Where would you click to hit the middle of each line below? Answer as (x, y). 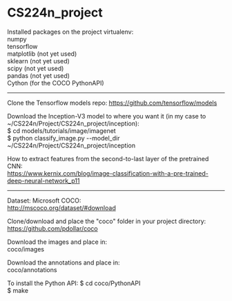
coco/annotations (32, 269)
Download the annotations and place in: (64, 262)
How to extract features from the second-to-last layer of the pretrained (108, 158)
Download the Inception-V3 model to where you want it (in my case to (107, 116)
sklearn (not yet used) (39, 61)
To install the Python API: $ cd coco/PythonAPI (74, 283)
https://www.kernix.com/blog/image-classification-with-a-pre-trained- (108, 173)
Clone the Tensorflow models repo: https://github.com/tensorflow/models (112, 103)
